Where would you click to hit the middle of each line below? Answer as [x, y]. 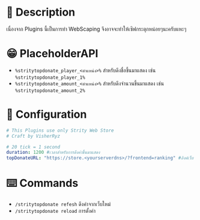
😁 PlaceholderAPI [52, 54]
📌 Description [41, 12]
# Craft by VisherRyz [33, 136]
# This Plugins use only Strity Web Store [60, 130]
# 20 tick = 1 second [33, 147]
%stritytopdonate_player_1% [50, 78]
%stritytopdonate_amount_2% [50, 90]
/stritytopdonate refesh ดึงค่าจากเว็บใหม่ [63, 204]
